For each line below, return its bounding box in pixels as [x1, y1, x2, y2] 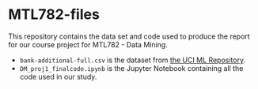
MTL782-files [8, 6, 101, 24]
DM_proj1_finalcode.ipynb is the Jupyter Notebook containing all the [19, 63, 244, 72]
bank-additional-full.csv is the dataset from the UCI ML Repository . [19, 55, 246, 65]
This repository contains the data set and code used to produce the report [8, 32, 251, 41]
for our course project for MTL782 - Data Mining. [8, 39, 168, 49]
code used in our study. [19, 72, 97, 81]
